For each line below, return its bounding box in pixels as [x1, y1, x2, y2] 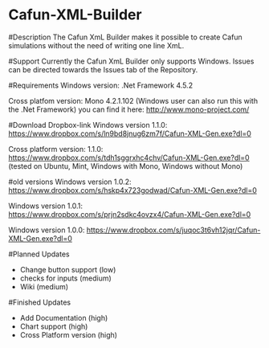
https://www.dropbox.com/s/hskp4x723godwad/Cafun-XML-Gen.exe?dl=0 [8, 185, 257, 194]
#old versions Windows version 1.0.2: [8, 177, 132, 186]
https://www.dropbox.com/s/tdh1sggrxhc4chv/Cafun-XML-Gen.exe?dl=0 [8, 153, 251, 162]
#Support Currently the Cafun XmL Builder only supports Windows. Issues [8, 56, 255, 66]
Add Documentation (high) [19, 313, 108, 322]
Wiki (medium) [19, 281, 69, 291]
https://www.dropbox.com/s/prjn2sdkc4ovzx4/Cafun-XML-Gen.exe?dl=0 [8, 209, 251, 219]
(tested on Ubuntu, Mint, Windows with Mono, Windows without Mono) [8, 161, 243, 170]
